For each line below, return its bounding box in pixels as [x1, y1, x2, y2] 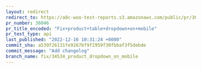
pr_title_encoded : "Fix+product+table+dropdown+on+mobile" [5, 25, 157, 32]
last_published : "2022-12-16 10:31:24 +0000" [5, 37, 122, 43]
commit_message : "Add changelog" [5, 48, 90, 54]
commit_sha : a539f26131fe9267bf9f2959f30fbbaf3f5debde [5, 43, 147, 49]
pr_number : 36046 [5, 20, 49, 26]
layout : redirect [5, 8, 49, 15]
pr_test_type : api [5, 31, 52, 37]
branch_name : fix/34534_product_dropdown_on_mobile [5, 53, 138, 59]
